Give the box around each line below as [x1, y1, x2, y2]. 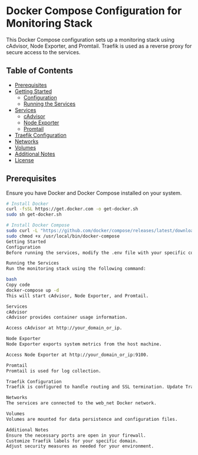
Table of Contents [6, 66, 74, 76]
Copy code [6, 282, 31, 288]
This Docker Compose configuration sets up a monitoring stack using [6, 36, 175, 43]
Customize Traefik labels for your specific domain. [6, 438, 138, 444]
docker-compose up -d [6, 287, 60, 293]
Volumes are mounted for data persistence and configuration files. [6, 416, 178, 422]
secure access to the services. [6, 48, 81, 55]
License [14, 156, 34, 163]
